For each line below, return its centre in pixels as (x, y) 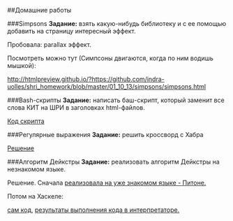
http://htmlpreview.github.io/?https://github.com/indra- (86, 79)
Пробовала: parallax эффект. (50, 44)
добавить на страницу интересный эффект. (72, 31)
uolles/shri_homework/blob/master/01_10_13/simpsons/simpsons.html (107, 86)
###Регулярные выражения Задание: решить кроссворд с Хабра (105, 135)
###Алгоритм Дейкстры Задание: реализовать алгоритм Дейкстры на (113, 162)
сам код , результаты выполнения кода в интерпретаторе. (93, 210)
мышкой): (22, 65)
